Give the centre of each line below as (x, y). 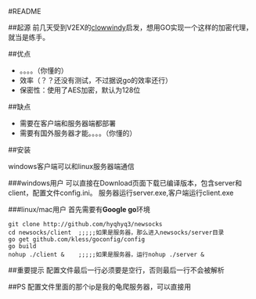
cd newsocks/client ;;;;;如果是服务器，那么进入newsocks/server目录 (116, 232)
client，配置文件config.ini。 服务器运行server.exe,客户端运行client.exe (121, 193)
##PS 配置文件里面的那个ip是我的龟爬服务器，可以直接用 (100, 286)
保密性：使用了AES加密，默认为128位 (80, 90)
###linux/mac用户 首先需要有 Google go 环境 (79, 209)
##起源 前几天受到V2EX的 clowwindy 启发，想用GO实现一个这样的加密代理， (130, 27)
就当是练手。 (29, 37)
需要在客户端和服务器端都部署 (67, 123)
